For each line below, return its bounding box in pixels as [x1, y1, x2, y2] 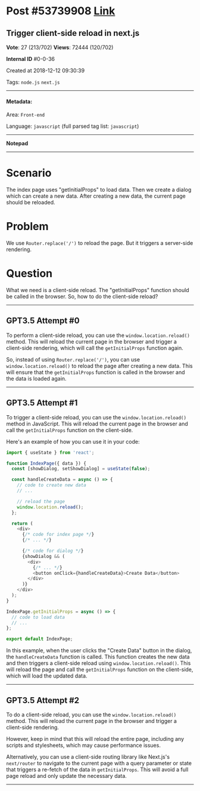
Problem [6, 220, 49, 234]
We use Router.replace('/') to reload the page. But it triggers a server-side [6, 240, 193, 247]
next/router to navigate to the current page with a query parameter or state [6, 759, 192, 767]
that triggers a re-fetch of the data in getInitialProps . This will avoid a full [6, 766, 189, 773]
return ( [11, 520, 33, 526]
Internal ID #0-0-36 [6, 56, 55, 62]
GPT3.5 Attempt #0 [6, 315, 80, 326]
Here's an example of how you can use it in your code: [6, 438, 140, 445]
